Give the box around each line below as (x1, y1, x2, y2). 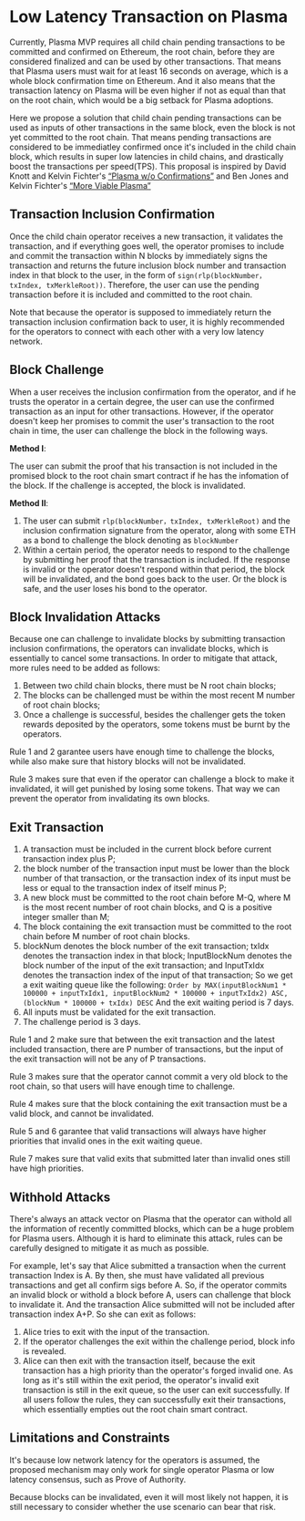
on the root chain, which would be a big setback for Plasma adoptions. (9, 94, 274, 106)
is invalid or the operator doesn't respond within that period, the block (22, 564, 285, 574)
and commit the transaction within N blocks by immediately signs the (9, 250, 269, 261)
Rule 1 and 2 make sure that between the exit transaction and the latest (9, 1034, 276, 1045)
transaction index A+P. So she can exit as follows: (9, 1309, 197, 1319)
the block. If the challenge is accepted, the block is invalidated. (9, 480, 246, 491)
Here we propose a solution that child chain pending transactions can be (9, 112, 282, 123)
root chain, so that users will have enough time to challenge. (9, 1081, 235, 1092)
